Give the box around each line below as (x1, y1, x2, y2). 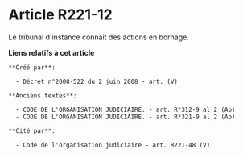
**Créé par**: (8, 63, 56, 72)
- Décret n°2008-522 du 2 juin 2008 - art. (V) (15, 77, 179, 85)
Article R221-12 (8, 6, 113, 24)
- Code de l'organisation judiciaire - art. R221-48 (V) (15, 141, 211, 149)
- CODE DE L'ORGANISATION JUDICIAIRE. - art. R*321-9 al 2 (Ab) (15, 113, 236, 121)
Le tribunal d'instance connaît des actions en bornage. (8, 32, 189, 42)
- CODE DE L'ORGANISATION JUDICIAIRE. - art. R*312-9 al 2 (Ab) (15, 105, 236, 114)
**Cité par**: (8, 126, 56, 134)
